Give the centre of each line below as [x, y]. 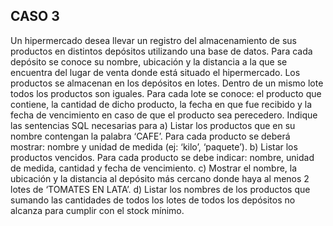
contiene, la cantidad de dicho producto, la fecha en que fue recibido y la [161, 104]
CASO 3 [35, 16]
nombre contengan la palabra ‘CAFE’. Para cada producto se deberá [150, 136]
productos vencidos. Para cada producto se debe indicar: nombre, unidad [162, 157]
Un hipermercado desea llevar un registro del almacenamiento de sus [153, 40]
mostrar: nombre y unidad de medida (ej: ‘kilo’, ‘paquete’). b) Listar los [154, 146]
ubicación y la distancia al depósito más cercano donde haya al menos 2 [160, 178]
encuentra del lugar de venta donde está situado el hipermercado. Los [155, 72]
